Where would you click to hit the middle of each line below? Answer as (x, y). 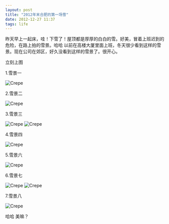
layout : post (19, 10)
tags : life (17, 24)
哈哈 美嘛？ (17, 216)
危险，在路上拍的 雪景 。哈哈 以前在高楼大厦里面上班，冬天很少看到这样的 (81, 45)
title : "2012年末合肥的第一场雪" (37, 15)
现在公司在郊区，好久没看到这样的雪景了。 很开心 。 (67, 51)
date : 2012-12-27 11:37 (30, 19)
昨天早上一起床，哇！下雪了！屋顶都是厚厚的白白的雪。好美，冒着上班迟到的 (85, 39)
